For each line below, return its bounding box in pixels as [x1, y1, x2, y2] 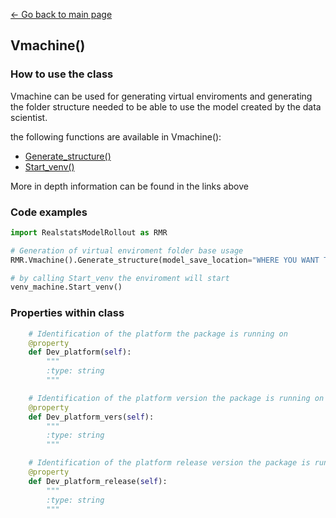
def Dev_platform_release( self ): [28, 476, 168, 486]
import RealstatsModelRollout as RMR [10, 227, 168, 238]
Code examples [10, 205, 88, 219]
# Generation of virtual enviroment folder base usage [10, 245, 244, 256]
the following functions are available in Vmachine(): [10, 130, 222, 143]
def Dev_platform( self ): [28, 347, 132, 358]
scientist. [10, 111, 48, 123]
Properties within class [10, 306, 125, 320]
